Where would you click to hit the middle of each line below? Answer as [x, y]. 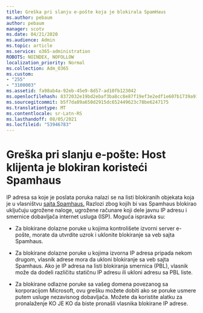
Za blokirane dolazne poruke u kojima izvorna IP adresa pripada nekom [103, 253]
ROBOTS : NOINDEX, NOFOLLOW [40, 57]
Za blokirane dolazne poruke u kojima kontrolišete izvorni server [95, 229]
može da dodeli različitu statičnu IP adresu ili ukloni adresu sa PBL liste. [104, 272]
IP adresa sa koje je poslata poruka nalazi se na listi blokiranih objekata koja [100, 197]
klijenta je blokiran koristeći [77, 168]
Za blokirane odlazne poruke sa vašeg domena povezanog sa [92, 284]
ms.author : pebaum [29, 18]
